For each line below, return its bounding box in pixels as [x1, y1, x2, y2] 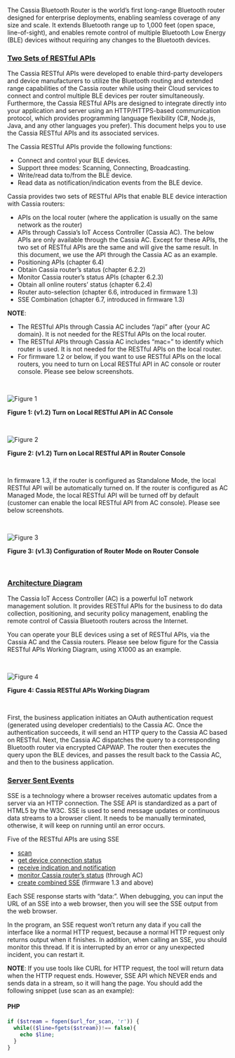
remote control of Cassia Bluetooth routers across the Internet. [7, 616, 189, 625]
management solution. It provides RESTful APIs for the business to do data [7, 601, 223, 610]
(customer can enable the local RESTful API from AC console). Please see [7, 499, 220, 507]
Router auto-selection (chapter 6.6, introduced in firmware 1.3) [17, 288, 199, 296]
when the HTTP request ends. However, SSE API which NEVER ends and [7, 971, 217, 979]
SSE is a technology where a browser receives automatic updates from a [7, 791, 217, 799]
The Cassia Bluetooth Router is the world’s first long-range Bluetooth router [7, 6, 225, 14]
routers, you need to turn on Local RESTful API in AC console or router [17, 360, 221, 368]
